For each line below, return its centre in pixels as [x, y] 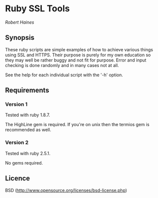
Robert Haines [20, 22]
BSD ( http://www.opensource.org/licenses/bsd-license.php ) [66, 190]
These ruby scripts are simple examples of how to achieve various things [79, 49]
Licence [18, 179]
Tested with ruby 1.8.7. [28, 115]
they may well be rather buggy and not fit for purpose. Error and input [76, 60]
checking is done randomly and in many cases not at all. [62, 65]
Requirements [27, 90]
